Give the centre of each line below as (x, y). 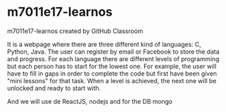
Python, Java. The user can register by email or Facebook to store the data (113, 52)
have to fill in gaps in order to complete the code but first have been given (112, 74)
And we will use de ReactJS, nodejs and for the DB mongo (90, 101)
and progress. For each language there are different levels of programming (113, 58)
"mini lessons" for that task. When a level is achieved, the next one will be (112, 80)
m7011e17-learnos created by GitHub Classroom (75, 31)
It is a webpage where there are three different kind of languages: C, (104, 44)
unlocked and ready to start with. (54, 88)
